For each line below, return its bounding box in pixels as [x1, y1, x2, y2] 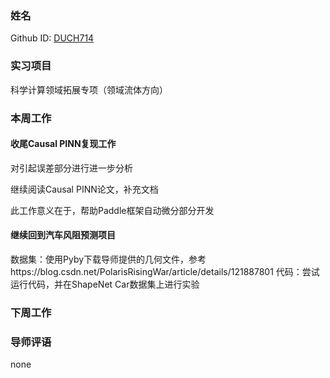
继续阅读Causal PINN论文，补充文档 [10, 183, 159, 195]
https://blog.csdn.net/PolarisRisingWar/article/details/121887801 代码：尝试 [10, 265, 320, 277]
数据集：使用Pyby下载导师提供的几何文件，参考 [10, 253, 207, 265]
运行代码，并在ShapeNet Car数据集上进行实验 [10, 278, 200, 290]
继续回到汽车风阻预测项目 [10, 229, 116, 241]
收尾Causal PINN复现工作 [10, 138, 117, 150]
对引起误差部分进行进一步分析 [10, 162, 133, 174]
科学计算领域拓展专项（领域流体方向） [10, 83, 168, 96]
